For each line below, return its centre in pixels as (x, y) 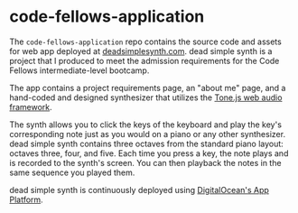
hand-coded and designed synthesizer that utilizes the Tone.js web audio (146, 97)
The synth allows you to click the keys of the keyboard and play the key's (146, 125)
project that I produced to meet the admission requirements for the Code (144, 60)
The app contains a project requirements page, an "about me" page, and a (148, 88)
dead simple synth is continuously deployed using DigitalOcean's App (139, 190)
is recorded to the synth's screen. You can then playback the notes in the (145, 162)
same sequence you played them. (72, 172)
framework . (31, 106)
